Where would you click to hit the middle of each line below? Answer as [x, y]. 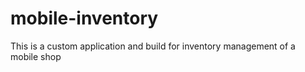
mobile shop [36, 56]
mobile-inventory [84, 18]
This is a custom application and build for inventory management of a [153, 46]
